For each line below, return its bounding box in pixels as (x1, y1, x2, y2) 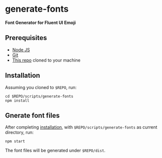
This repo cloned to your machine (12, 57, 81, 63)
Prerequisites (5, 34, 47, 42)
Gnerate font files (5, 111, 60, 119)
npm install (5, 98, 29, 103)
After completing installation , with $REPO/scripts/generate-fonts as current (5, 124, 158, 130)
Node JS (12, 46, 30, 52)
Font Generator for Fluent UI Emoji (5, 20, 76, 25)
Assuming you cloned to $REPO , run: (5, 84, 77, 90)
